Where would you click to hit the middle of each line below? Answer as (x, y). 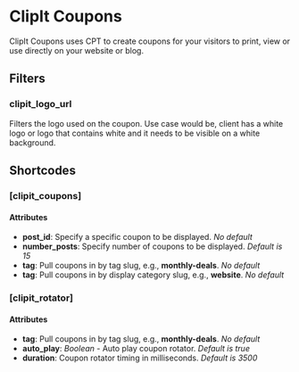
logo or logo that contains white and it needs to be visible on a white (135, 133)
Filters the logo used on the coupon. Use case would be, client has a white (146, 123)
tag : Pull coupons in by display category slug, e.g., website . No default (153, 275)
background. (33, 142)
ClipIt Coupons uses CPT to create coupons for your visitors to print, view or (150, 41)
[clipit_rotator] (42, 298)
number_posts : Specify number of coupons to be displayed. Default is (152, 246)
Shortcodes (42, 171)
